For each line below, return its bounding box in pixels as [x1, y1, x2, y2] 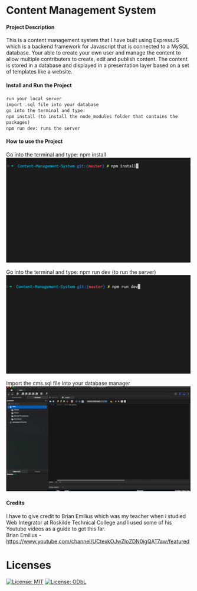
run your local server [6, 95, 62, 101]
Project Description [6, 23, 55, 30]
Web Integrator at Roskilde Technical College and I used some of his [6, 519, 172, 526]
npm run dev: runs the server [6, 125, 81, 131]
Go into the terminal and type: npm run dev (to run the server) [6, 269, 156, 276]
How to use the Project [6, 138, 63, 145]
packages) [6, 119, 31, 125]
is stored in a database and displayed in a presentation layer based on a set [6, 62, 190, 69]
